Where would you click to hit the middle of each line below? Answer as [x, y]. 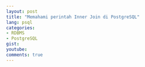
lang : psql [19, 22]
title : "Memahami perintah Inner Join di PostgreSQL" [73, 17]
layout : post [22, 11]
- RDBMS [15, 33]
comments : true [25, 55]
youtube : [17, 50]
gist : [13, 44]
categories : [20, 28]
